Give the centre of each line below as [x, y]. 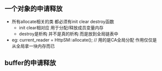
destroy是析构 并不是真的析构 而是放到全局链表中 [69, 34]
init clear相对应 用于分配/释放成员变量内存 [61, 27]
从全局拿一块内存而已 [33, 46]
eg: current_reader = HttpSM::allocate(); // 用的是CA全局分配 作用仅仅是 [84, 40]
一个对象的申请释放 [34, 9]
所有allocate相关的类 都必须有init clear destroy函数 [63, 22]
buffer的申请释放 [30, 63]
